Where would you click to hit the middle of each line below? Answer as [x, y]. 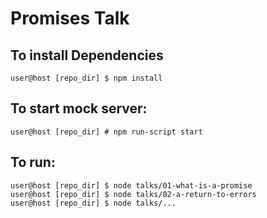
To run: [33, 162]
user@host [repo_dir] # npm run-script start [106, 132]
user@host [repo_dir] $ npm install [86, 78]
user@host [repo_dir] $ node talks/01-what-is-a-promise [131, 185]
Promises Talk [70, 18]
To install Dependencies [87, 55]
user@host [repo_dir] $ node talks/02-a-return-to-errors [133, 194]
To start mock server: [79, 108]
